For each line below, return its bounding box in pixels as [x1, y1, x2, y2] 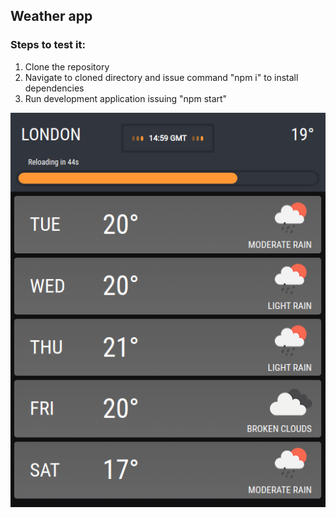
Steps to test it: [10, 38, 86, 52]
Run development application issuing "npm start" [24, 92, 228, 104]
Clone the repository [24, 60, 110, 73]
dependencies [24, 82, 85, 94]
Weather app [10, 8, 93, 25]
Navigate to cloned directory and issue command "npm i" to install [24, 71, 299, 83]
